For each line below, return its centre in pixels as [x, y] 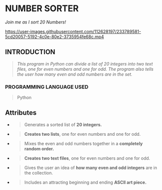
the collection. [39, 173]
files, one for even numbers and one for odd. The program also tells [85, 69]
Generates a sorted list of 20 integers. [63, 125]
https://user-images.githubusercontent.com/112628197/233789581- [73, 31]
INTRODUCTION [30, 52]
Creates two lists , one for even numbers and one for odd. [82, 134]
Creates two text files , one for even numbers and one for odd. [87, 158]
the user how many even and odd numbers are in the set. [75, 74]
